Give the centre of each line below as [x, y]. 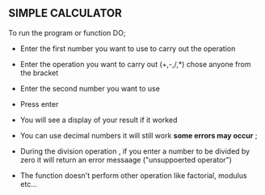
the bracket [39, 73]
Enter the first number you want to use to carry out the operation [128, 49]
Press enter [39, 104]
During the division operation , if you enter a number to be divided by [135, 151]
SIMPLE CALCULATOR [65, 13]
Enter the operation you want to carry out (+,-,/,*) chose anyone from [135, 64]
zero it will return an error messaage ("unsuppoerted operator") [126, 159]
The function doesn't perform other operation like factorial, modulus [134, 175]
